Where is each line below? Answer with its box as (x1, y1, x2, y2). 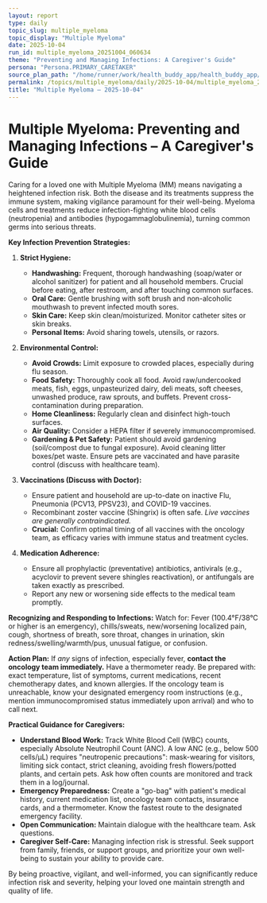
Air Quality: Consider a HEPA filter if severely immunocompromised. (31, 426, 256, 436)
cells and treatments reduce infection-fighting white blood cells (8, 205, 216, 215)
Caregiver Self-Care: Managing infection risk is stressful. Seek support (19, 837, 254, 847)
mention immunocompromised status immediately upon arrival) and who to (8, 696, 254, 706)
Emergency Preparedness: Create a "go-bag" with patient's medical (19, 786, 246, 796)
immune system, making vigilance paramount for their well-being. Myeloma (8, 197, 256, 207)
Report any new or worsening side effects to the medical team (31, 590, 236, 599)
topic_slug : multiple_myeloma (8, 26, 109, 34)
